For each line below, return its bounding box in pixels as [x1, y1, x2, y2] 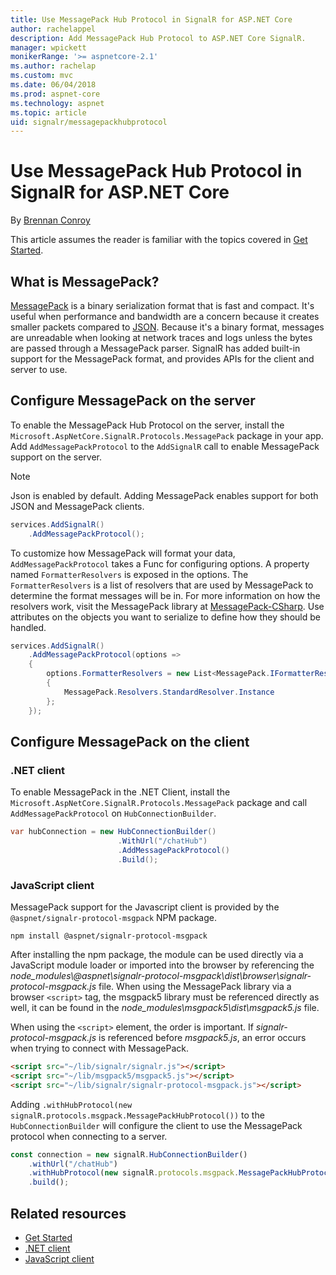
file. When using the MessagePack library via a [98, 981, 292, 993]
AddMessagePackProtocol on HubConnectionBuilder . [10, 807, 217, 820]
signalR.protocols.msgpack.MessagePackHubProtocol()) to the [10, 1109, 265, 1121]
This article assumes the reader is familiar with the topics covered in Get [10, 234, 308, 246]
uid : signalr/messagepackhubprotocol [10, 117, 168, 127]
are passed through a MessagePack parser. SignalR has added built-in [10, 342, 301, 354]
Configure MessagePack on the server [10, 392, 256, 410]
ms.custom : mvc [10, 71, 74, 81]
